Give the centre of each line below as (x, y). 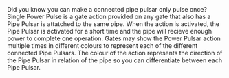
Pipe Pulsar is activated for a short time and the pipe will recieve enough (109, 31)
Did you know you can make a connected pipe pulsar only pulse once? (107, 9)
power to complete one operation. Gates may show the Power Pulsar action (114, 38)
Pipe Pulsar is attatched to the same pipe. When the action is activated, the (113, 24)
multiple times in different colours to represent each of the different (102, 45)
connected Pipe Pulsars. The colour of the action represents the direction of (115, 53)
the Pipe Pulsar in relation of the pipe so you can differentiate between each (115, 60)
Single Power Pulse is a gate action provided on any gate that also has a (109, 16)
